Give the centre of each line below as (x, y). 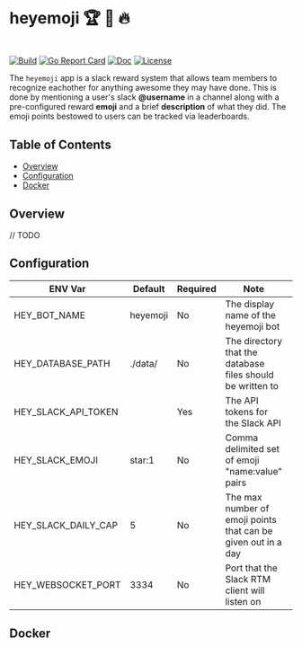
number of (247, 508)
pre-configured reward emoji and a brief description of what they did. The (148, 107)
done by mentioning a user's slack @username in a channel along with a (144, 97)
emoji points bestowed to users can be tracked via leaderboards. (129, 116)
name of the (251, 315)
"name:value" (254, 471)
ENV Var (67, 288)
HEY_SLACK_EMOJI (56, 460)
